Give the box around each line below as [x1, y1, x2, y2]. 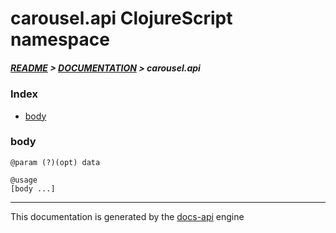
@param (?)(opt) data [10, 157, 101, 167]
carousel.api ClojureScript [10, 7, 233, 30]
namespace [10, 28, 110, 51]
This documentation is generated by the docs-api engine [10, 210, 245, 222]
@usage [10, 175, 38, 185]
